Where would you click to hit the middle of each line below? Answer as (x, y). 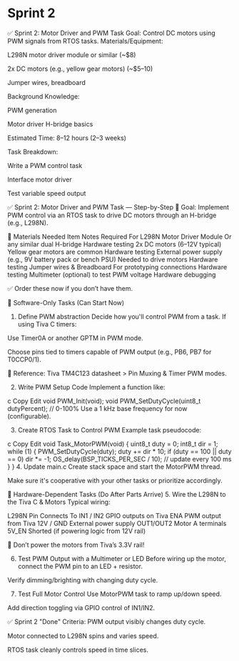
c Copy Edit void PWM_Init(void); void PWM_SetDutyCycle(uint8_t (104, 401)
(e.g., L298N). (28, 222)
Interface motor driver (40, 179)
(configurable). (29, 416)
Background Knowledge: (44, 96)
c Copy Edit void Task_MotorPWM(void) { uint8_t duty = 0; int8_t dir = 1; (113, 444)
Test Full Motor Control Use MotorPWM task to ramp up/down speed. (119, 594)
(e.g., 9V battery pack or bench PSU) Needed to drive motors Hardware (113, 259)
